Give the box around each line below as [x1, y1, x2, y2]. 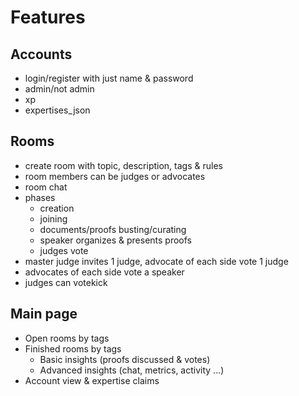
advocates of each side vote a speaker [24, 266, 185, 278]
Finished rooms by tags [24, 342, 122, 355]
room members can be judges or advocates [24, 170, 206, 182]
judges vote [39, 244, 89, 256]
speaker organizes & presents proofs [39, 234, 192, 246]
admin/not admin [24, 83, 95, 95]
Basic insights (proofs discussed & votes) [39, 353, 211, 365]
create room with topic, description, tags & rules [24, 159, 223, 171]
